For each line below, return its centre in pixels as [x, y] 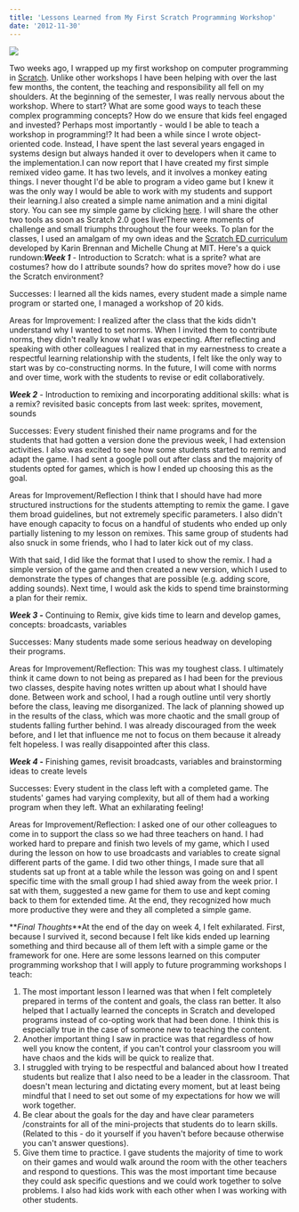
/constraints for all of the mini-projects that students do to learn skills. [150, 1124]
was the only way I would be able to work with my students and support [141, 191]
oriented [24, 143]
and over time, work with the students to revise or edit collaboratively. [137, 377]
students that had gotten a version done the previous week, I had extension [148, 440]
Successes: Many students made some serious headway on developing [141, 642]
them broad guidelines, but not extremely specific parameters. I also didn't [146, 514]
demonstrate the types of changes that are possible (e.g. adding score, [140, 578]
